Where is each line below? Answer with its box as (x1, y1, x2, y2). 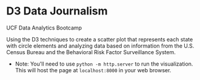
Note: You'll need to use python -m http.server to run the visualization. (15, 60, 193, 67)
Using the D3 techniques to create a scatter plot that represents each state (6, 35, 193, 43)
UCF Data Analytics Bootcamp (6, 24, 82, 31)
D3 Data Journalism (6, 4, 108, 18)
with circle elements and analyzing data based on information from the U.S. (6, 42, 195, 49)
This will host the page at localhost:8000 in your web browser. (15, 66, 172, 73)
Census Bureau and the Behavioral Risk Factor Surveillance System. (6, 48, 176, 55)
